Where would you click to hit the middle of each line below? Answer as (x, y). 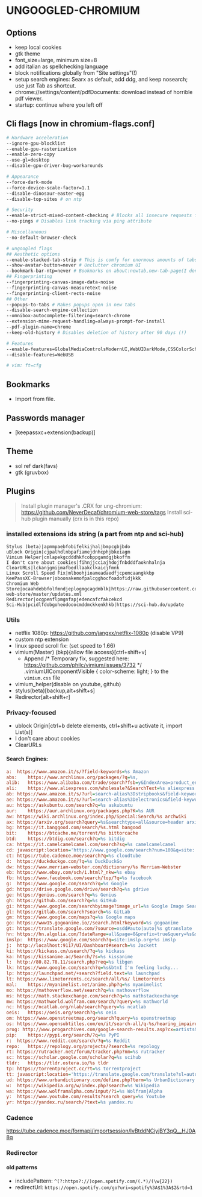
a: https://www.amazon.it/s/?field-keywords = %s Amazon (78, 772)
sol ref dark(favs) (36, 466)
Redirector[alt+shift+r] (42, 697)
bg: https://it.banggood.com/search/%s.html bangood (74, 828)
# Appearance (23, 177)
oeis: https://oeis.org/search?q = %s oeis (62, 1013)
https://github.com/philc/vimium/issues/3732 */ (83, 665)
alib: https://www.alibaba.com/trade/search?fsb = (72, 783)
